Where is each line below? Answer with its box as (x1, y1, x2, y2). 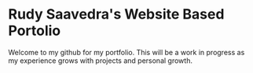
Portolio (8, 22, 61, 40)
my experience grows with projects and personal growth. (8, 56, 192, 65)
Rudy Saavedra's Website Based (8, 5, 225, 23)
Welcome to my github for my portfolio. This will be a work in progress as (8, 47, 245, 57)
